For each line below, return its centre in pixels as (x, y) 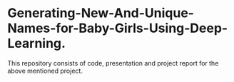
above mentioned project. (45, 71)
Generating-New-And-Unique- (101, 13)
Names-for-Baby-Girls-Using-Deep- (118, 28)
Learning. (37, 43)
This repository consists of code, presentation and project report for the (113, 63)
